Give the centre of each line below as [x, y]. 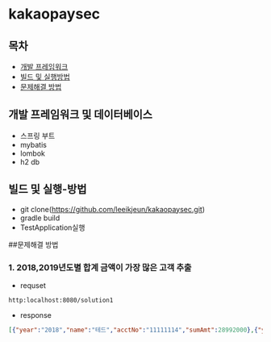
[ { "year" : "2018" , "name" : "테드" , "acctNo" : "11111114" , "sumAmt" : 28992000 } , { [133, 330]
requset [33, 285]
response [36, 315]
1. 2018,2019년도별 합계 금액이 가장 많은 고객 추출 [100, 267]
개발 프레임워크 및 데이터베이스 [81, 115]
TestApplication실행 [52, 227]
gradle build [40, 218]
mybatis [33, 144]
